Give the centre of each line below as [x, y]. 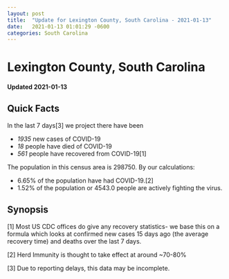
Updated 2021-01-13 [37, 87]
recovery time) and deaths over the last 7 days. [74, 241]
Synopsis [28, 210]
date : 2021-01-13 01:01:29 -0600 [58, 26]
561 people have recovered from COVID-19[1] [82, 153]
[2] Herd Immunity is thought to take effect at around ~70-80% [97, 255]
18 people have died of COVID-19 [64, 146]
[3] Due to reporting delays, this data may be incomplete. [89, 268]
